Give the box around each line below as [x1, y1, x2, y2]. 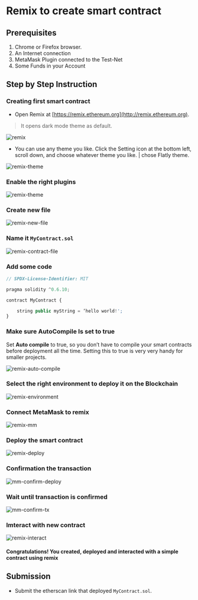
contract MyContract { [6, 297, 62, 303]
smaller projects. [6, 354, 47, 361]
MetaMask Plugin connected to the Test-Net [14, 56, 123, 63]
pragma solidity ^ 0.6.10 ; [6, 286, 70, 293]
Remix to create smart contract [6, 4, 161, 18]
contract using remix [6, 554, 59, 561]
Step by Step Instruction [6, 79, 98, 89]
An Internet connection [14, 50, 71, 57]
